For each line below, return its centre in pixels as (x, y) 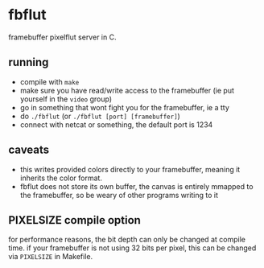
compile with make (49, 81)
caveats (29, 150)
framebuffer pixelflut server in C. (62, 37)
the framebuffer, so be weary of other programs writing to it (119, 195)
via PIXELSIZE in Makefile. (51, 257)
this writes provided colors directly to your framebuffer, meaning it (130, 169)
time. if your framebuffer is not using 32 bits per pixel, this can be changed (132, 248)
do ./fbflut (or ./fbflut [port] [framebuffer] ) (100, 116)
